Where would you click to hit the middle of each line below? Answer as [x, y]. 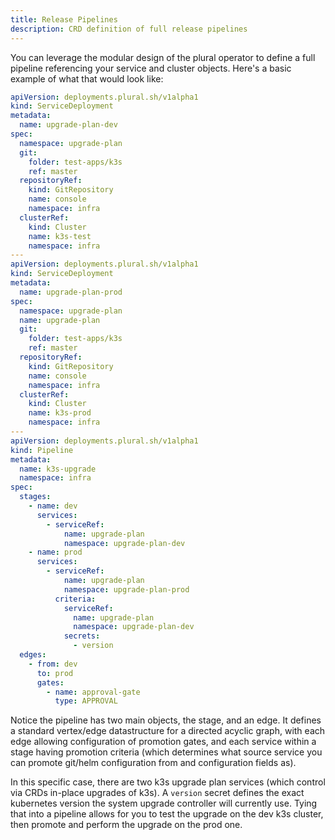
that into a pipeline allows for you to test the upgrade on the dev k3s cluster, [167, 814]
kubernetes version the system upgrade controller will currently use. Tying [164, 803]
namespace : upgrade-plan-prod [126, 589]
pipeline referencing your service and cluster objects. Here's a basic [151, 68]
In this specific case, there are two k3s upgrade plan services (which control [168, 782]
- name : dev [53, 506]
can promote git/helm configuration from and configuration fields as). [153, 763]
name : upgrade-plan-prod [71, 292]
